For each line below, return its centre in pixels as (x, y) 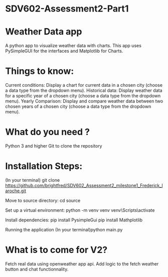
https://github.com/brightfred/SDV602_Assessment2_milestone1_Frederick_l (84, 185)
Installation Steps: (44, 166)
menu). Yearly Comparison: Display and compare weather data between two (84, 101)
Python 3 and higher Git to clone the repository (54, 146)
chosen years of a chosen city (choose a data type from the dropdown (78, 106)
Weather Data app (44, 32)
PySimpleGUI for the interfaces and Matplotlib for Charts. (64, 51)
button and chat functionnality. (37, 269)
